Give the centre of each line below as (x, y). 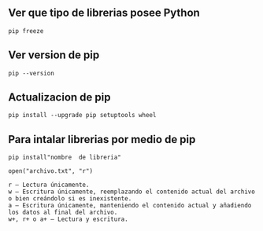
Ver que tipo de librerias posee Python (104, 13)
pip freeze (26, 31)
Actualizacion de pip (59, 97)
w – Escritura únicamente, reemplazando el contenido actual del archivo (132, 192)
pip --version (31, 73)
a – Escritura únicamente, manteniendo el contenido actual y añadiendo (130, 206)
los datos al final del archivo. (63, 213)
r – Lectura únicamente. (49, 185)
